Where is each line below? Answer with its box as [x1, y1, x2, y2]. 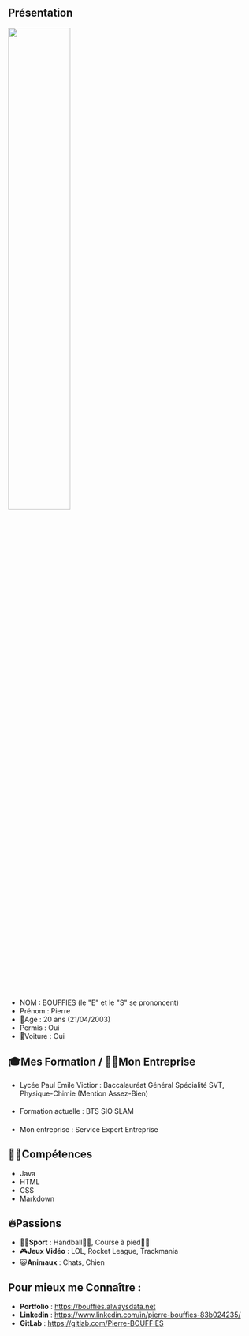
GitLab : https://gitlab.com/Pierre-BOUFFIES [19, 1319, 164, 1328]
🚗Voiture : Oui [19, 1031, 65, 1040]
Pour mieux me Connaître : [8, 1281, 142, 1294]
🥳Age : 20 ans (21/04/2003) [19, 1014, 111, 1024]
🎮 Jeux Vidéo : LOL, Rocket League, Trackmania [19, 1247, 179, 1256]
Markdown [19, 1194, 55, 1203]
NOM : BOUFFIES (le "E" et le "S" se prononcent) [19, 998, 180, 1007]
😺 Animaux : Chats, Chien [19, 1258, 105, 1267]
